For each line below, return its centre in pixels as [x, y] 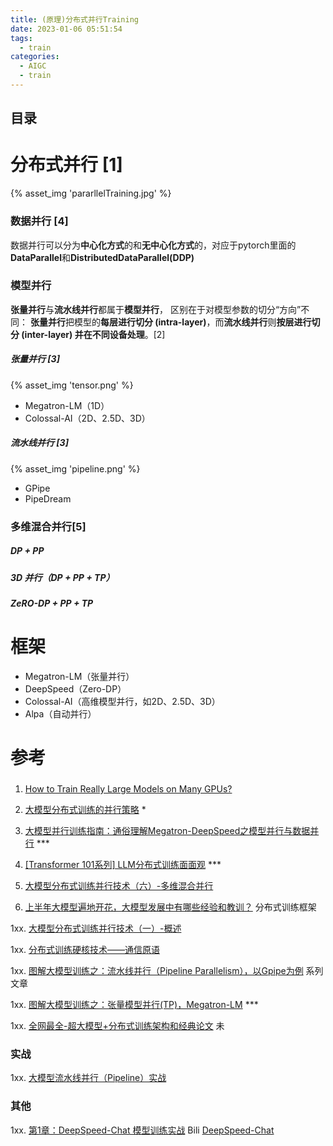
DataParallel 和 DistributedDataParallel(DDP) [102, 257]
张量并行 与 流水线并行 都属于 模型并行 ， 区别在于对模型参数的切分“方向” [156, 309]
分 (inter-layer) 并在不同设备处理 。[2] [88, 334]
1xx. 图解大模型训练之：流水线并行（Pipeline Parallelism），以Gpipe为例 [157, 971]
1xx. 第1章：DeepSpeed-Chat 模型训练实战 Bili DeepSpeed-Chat [142, 1130]
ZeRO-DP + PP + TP [52, 603]
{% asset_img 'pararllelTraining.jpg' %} [91, 193]
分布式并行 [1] [66, 165]
